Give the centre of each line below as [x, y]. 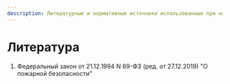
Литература [43, 47]
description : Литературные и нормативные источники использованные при [111, 13]
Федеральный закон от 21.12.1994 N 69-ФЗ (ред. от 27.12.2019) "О [112, 66]
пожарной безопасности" [54, 73]
